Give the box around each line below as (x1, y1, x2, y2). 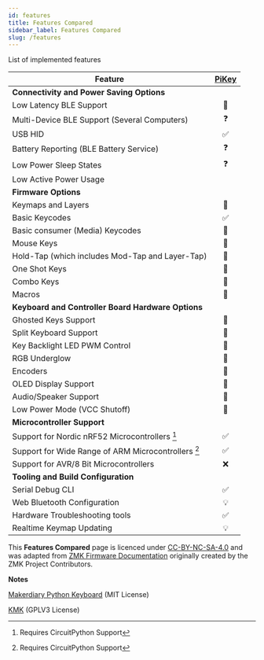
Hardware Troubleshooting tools (12, 509, 131, 520)
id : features (8, 11, 51, 20)
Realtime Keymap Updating (12, 522, 112, 533)
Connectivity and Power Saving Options (12, 87, 166, 98)
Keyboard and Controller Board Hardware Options (12, 302, 203, 313)
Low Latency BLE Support (12, 100, 108, 111)
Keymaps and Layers (12, 200, 90, 211)
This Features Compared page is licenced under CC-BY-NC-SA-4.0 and (8, 542, 244, 551)
